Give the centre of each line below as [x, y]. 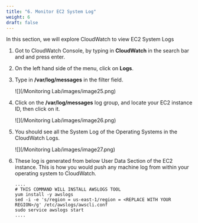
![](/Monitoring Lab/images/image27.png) [65, 150]
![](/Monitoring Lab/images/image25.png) [65, 91]
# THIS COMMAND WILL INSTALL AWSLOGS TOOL [68, 189]
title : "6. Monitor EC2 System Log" [51, 12]
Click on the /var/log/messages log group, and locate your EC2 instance [103, 103]
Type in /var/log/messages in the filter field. [69, 80]
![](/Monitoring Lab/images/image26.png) [65, 120]
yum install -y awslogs [44, 195]
